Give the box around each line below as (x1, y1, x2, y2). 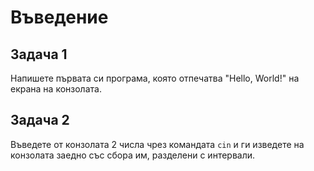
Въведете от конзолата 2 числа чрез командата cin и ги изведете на (10, 138, 305, 150)
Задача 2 (10, 112, 70, 129)
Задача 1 (10, 46, 68, 63)
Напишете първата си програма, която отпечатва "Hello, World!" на (10, 72, 300, 84)
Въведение (10, 6, 109, 29)
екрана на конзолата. (10, 83, 102, 95)
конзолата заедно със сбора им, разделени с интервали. (10, 149, 256, 161)
